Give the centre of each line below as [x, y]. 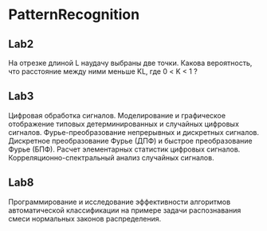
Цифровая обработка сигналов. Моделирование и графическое [117, 115]
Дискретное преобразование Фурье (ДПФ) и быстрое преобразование [130, 141]
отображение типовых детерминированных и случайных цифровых [124, 124]
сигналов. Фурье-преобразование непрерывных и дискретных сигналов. [134, 132]
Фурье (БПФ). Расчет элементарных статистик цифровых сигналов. [124, 149]
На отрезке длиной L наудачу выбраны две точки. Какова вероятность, [130, 63]
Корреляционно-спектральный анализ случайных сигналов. [111, 157]
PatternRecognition [74, 15]
